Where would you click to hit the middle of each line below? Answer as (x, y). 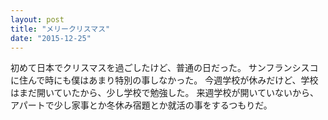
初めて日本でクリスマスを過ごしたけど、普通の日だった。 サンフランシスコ (164, 68)
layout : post (37, 19)
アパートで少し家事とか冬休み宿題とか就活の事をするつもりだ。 (141, 105)
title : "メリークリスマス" (60, 29)
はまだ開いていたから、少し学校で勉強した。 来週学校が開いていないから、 (165, 93)
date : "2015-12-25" (51, 38)
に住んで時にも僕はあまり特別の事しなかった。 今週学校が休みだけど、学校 (164, 80)
